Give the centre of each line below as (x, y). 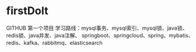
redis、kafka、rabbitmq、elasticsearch (54, 43)
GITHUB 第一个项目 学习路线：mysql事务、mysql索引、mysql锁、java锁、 (97, 28)
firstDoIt (27, 11)
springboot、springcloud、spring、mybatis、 (138, 35)
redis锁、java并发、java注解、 (43, 35)
